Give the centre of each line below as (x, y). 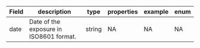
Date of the (45, 22)
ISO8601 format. (53, 36)
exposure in (46, 29)
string (94, 29)
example (156, 12)
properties (123, 12)
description (54, 12)
